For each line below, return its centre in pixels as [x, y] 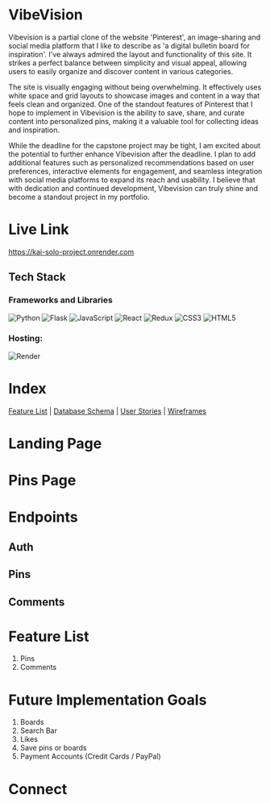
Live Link [39, 229]
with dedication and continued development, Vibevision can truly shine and [133, 188]
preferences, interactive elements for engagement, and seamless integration [135, 171]
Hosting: [25, 339]
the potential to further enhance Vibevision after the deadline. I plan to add [132, 154]
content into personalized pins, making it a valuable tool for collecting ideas [134, 121]
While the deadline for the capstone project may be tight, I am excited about [134, 145]
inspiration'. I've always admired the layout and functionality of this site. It [130, 54]
